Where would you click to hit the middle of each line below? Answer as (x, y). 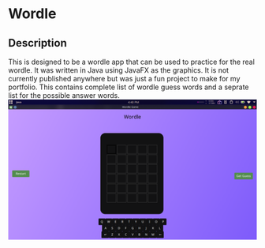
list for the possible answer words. (64, 95)
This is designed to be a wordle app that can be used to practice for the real (131, 62)
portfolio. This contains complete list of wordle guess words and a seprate (129, 87)
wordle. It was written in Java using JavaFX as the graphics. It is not (119, 70)
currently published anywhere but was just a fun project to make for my (124, 79)
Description (37, 43)
